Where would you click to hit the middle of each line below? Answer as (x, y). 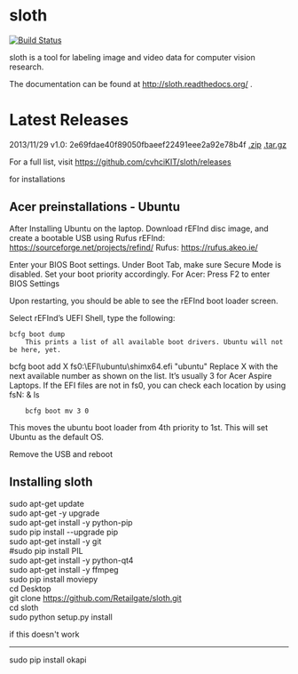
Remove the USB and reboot (61, 453)
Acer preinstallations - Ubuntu (94, 207)
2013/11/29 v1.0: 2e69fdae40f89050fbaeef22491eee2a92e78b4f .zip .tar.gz (148, 144)
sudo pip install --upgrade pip (63, 532)
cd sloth (24, 607)
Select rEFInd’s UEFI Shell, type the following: (92, 317)
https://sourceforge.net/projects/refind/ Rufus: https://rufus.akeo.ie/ (134, 247)
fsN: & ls (24, 394)
